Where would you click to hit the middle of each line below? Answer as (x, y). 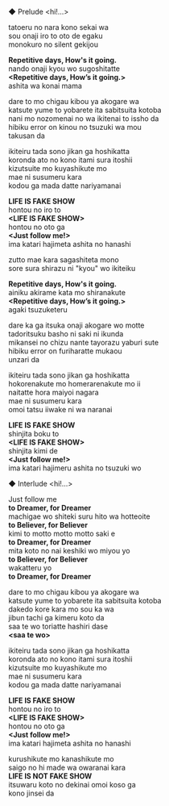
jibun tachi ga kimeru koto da (56, 618)
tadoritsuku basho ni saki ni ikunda (66, 334)
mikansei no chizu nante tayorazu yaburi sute (84, 342)
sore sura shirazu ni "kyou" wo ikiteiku (72, 268)
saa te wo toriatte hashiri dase (58, 626)
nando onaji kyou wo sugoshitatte (64, 69)
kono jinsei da (31, 793)
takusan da (27, 136)
